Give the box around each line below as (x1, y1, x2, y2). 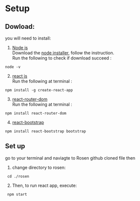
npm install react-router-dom (5, 111, 67, 116)
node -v (5, 64, 21, 69)
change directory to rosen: (12, 164, 66, 170)
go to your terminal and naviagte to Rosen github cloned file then (5, 155, 136, 161)
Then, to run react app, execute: (12, 182, 77, 188)
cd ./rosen (7, 174, 29, 179)
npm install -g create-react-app (5, 88, 73, 93)
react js (12, 73, 28, 79)
